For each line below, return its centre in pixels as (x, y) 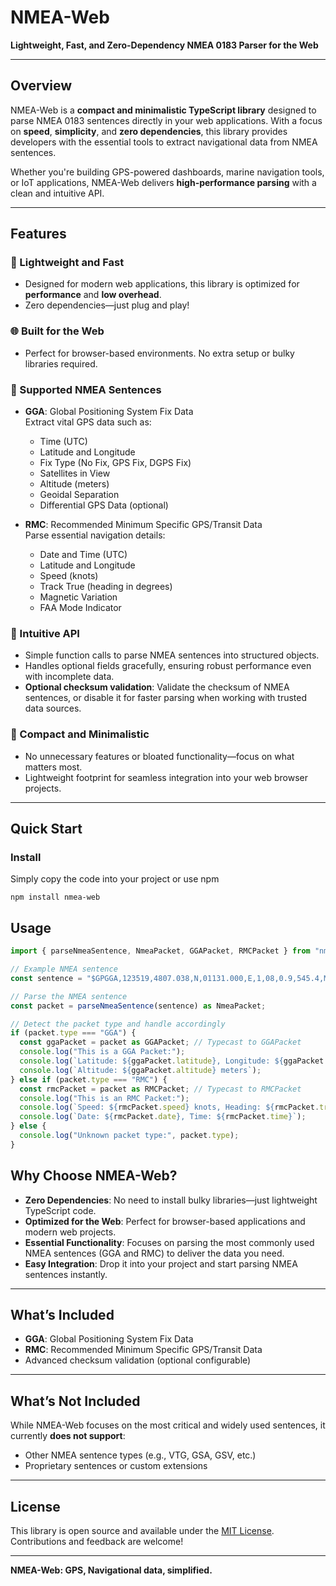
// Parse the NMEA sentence (69, 996)
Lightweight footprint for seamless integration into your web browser (166, 777)
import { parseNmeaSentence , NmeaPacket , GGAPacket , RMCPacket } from (160, 951)
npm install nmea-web (55, 897)
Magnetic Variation (78, 597)
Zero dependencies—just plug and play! (107, 305)
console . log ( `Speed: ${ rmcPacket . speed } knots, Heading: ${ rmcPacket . (169, 1107)
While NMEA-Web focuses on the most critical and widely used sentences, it (168, 1425)
